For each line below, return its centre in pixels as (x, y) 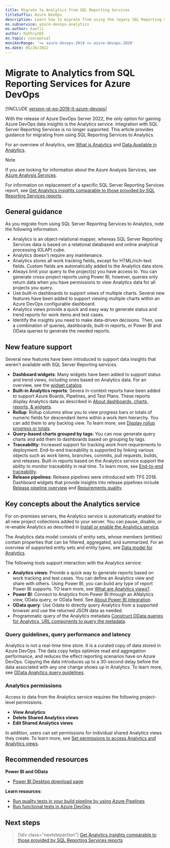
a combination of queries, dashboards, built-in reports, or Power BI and (87, 325)
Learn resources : (24, 792)
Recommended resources (47, 759)
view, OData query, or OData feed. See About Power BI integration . (82, 600)
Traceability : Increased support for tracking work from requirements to (87, 445)
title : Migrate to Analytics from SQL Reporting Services (68, 10)
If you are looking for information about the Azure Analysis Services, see (81, 170)
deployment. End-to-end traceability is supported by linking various (83, 450)
